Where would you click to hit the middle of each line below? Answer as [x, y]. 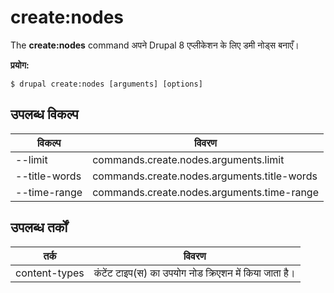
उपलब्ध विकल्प [44, 114]
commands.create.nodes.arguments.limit [188, 159]
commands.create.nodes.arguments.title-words [205, 176]
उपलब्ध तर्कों [39, 227]
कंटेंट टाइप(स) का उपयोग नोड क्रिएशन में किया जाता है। [194, 273]
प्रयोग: [20, 65]
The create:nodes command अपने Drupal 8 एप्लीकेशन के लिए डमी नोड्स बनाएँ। [155, 45]
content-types [50, 273]
